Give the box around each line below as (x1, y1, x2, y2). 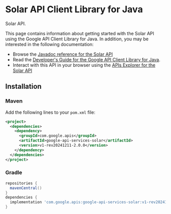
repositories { (5, 180, 38, 186)
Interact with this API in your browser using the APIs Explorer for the (12, 62, 156, 68)
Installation (5, 82, 42, 91)
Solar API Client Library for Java (5, 4, 144, 15)
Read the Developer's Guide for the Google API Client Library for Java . (12, 56, 161, 62)
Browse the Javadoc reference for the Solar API (12, 51, 113, 57)
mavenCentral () (10, 185, 42, 191)
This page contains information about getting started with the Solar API (5, 30, 154, 36)
